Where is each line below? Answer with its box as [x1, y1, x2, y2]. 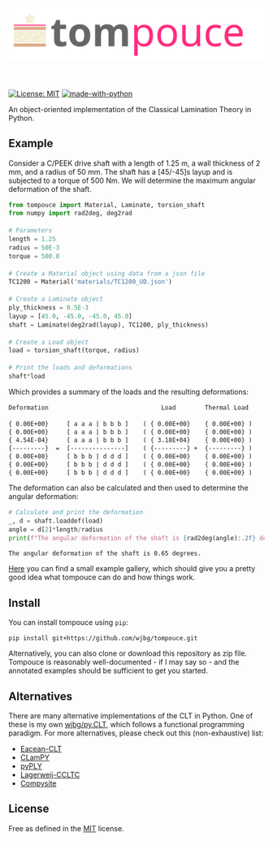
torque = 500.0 [8, 252, 60, 260]
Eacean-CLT [19, 744, 63, 754]
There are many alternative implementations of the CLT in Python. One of [8, 711, 253, 721]
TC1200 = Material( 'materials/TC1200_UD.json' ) [8, 278, 173, 286]
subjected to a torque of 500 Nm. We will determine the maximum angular [8, 176, 256, 185]
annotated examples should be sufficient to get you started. [8, 665, 209, 676]
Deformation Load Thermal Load [8, 403, 249, 412]
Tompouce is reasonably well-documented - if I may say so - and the [8, 657, 240, 667]
